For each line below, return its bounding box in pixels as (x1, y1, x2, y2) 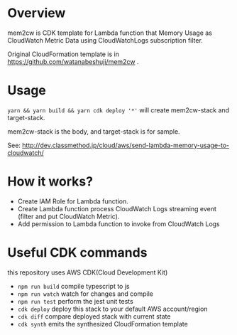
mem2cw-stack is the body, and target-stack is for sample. (7, 127, 180, 136)
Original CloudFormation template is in (7, 50, 119, 58)
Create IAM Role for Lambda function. (17, 197, 129, 206)
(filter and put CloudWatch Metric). (17, 212, 120, 220)
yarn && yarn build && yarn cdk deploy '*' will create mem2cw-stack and (7, 105, 229, 115)
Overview (7, 5, 66, 21)
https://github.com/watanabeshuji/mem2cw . (7, 57, 139, 65)
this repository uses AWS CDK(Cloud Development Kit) (7, 268, 168, 277)
